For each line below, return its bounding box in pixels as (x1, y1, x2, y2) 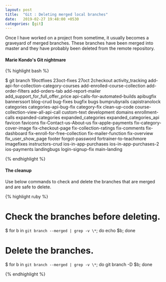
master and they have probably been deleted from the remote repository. (5, 45, 155, 51)
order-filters (5, 88, 30, 94)
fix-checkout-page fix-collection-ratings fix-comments (32, 125, 145, 131)
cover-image (5, 125, 31, 131)
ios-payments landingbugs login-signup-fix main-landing (5, 146, 123, 152)
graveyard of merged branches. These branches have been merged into (5, 40, 154, 46)
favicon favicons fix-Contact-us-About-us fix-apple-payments (5, 120, 133, 126)
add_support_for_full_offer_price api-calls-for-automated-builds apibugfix (5, 93, 157, 100)
